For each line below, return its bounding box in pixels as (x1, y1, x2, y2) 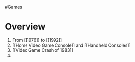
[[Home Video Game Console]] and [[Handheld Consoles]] (12, 42, 131, 48)
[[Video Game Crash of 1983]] (12, 47, 74, 53)
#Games (5, 4, 22, 10)
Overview (5, 21, 46, 32)
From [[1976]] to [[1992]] (12, 37, 62, 43)
